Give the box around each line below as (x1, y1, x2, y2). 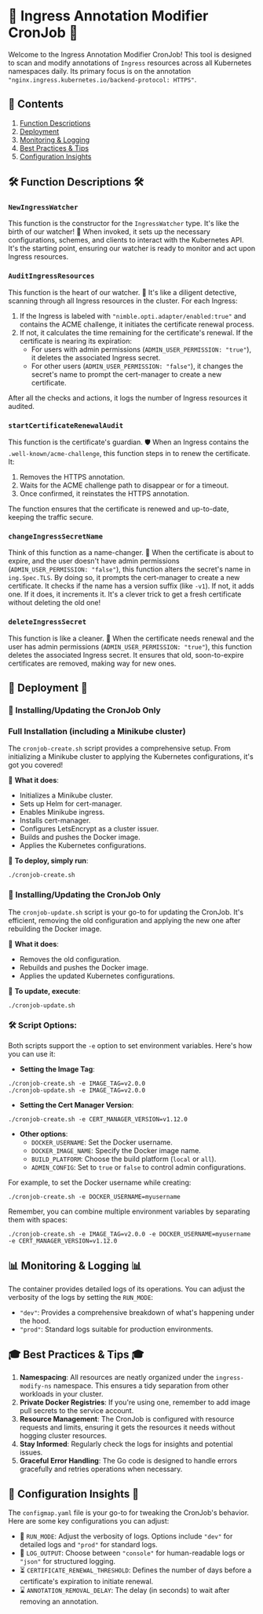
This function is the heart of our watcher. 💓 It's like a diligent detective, (8, 287, 237, 297)
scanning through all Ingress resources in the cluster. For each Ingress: (8, 296, 238, 305)
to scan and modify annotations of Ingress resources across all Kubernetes (8, 58, 252, 68)
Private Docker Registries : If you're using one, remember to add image (19, 1397, 251, 1408)
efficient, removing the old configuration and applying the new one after (8, 915, 241, 925)
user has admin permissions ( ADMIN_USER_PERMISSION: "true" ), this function (8, 641, 253, 651)
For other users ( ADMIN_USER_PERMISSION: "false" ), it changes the (31, 361, 243, 371)
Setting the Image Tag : (19, 1064, 96, 1074)
